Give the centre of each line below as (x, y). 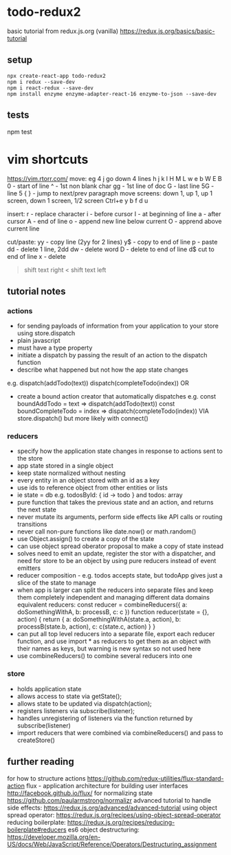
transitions (32, 525)
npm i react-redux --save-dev (51, 88)
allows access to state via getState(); (69, 696)
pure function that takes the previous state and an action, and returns (115, 503)
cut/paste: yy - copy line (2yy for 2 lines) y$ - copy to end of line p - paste (112, 242)
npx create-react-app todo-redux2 (57, 76)
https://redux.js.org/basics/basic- (167, 31)
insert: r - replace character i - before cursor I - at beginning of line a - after (114, 213)
